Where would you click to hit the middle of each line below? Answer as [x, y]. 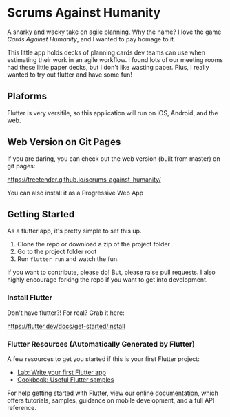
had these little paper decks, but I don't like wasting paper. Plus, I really [108, 67]
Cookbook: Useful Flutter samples [65, 379]
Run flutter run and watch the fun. [68, 259]
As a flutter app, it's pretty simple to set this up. [74, 231]
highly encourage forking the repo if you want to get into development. [107, 280]
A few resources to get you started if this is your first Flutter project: [103, 359]
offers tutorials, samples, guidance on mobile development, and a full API [111, 400]
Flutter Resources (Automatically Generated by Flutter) [101, 344]
